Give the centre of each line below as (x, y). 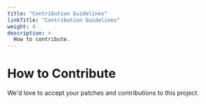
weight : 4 (22, 26)
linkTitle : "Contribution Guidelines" (64, 20)
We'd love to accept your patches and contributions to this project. (103, 93)
